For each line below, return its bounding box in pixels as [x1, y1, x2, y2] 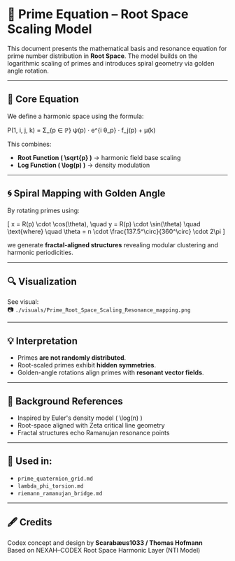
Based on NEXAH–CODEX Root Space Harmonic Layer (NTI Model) [7, 546, 201, 554]
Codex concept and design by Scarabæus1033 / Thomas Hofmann [7, 538, 203, 547]
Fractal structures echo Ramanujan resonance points [17, 429, 170, 437]
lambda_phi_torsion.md [17, 482, 84, 490]
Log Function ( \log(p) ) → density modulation [17, 161, 150, 169]
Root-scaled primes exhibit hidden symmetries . [17, 361, 156, 370]
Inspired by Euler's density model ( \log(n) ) [17, 414, 143, 422]
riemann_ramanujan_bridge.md [17, 490, 103, 497]
